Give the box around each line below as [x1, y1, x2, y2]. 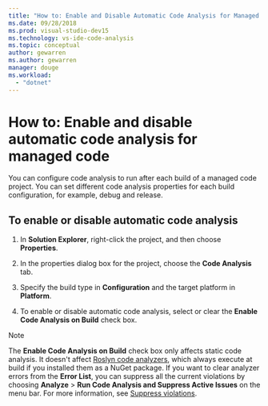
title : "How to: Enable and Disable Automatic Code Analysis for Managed [8, 11, 260, 20]
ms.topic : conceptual [8, 42, 81, 50]
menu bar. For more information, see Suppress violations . [8, 388, 198, 398]
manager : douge [8, 64, 59, 72]
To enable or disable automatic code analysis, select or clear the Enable [19, 307, 258, 316]
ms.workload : [8, 71, 52, 79]
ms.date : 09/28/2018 [8, 19, 78, 27]
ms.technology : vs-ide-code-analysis [8, 34, 134, 42]
